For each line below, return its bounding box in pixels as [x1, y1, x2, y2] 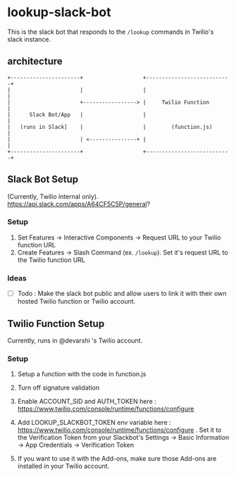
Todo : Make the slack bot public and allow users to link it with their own [17, 290, 227, 298]
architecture [7, 56, 63, 68]
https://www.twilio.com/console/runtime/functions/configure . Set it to [17, 426, 222, 434]
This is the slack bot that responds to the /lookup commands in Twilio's [7, 27, 214, 36]
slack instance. [7, 35, 51, 43]
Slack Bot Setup [7, 173, 79, 185]
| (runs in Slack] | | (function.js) [7, 123, 213, 130]
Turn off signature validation [17, 383, 100, 392]
